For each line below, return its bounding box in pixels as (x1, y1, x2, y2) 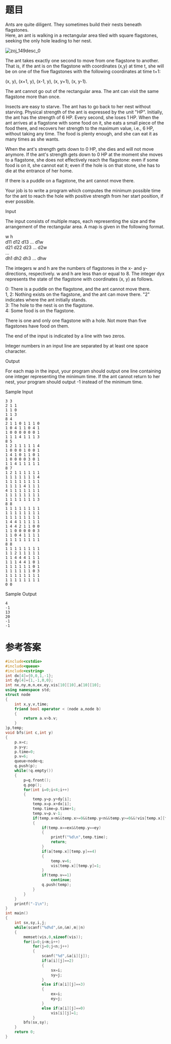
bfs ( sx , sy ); (23, 1020, 49, 1025)
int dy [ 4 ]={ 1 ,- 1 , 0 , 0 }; (5, 678, 53, 683)
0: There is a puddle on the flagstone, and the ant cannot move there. (5, 286, 151, 292)
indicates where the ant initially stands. (5, 296, 87, 303)
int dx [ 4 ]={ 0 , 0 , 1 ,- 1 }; (5, 673, 53, 678)
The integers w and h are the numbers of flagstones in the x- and (5, 265, 142, 271)
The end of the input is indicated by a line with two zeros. (5, 333, 126, 339)
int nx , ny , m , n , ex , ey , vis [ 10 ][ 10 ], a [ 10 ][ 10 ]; (5, 683, 101, 688)
